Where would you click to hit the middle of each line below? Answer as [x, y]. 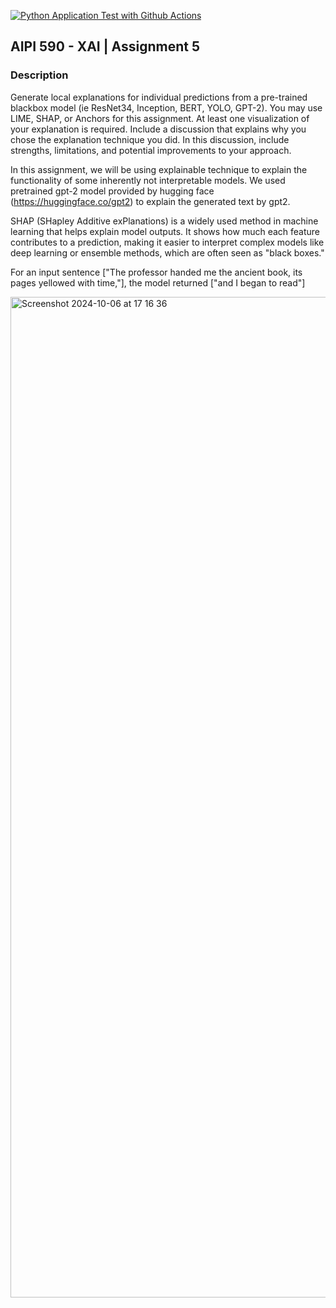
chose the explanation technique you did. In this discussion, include [150, 139]
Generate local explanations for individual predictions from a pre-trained [159, 97]
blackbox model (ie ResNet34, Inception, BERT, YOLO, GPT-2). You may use [166, 107]
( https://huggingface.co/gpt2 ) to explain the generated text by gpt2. [150, 201]
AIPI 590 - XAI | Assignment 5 [105, 46]
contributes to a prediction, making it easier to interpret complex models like [167, 242]
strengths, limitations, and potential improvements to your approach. [151, 150]
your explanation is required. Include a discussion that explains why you [158, 129]
